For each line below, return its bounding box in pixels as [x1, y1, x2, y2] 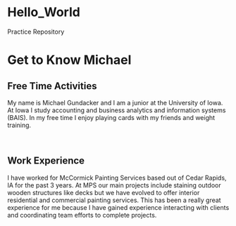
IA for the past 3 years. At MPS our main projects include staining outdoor [7, 180, 221, 190]
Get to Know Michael [7, 52, 132, 68]
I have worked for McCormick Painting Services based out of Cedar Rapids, [7, 173, 227, 182]
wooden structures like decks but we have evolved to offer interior [7, 188, 200, 197]
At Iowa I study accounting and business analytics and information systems [7, 106, 226, 114]
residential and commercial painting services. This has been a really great [7, 196, 221, 204]
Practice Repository [7, 27, 65, 36]
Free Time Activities [7, 80, 97, 92]
